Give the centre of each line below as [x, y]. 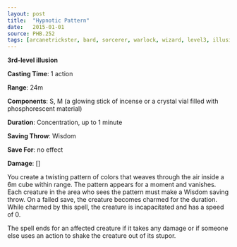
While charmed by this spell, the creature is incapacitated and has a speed [116, 207]
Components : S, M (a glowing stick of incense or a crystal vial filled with [113, 101]
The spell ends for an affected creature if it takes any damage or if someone [118, 228]
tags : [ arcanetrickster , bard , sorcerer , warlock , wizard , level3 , [109, 40]
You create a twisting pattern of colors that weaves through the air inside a [116, 177]
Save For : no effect [35, 150]
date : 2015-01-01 [36, 27]
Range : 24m [25, 88]
